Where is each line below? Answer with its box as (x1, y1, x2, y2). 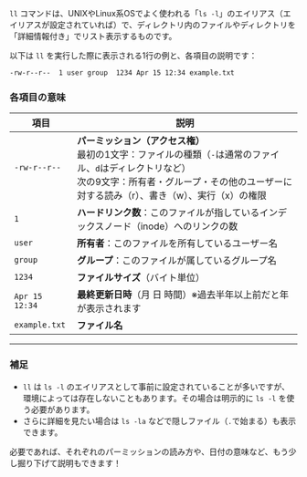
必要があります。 (30, 404, 95, 415)
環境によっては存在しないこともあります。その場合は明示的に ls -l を (22, 392, 287, 403)
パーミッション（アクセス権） (76, 135, 206, 148)
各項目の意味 (9, 90, 67, 103)
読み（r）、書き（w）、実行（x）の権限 (103, 190, 267, 202)
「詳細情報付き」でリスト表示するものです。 (9, 31, 177, 41)
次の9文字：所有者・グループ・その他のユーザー (76, 176, 284, 189)
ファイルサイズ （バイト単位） (76, 272, 206, 285)
